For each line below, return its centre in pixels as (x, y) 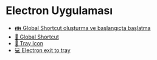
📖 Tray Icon (29, 43)
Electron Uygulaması (59, 11)
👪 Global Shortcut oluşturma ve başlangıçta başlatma (82, 28)
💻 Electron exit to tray (42, 50)
